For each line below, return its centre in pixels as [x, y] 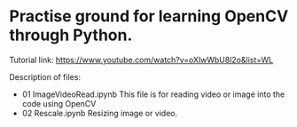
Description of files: [45, 76]
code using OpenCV [59, 103]
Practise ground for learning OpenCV [149, 16]
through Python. [71, 35]
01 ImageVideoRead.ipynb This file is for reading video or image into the [153, 94]
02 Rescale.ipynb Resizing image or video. [100, 113]
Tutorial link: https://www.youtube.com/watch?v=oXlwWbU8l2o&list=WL [141, 60]
